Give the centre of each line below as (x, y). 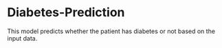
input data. (22, 38)
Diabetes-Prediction (66, 13)
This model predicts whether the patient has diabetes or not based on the (111, 31)
